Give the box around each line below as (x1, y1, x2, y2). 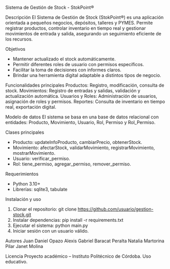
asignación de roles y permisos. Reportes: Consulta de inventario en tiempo (5, 98, 165, 105)
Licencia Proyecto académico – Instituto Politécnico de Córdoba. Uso (5, 253, 151, 259)
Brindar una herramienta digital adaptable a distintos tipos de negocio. (12, 72, 161, 78)
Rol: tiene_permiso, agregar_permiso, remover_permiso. (12, 161, 132, 167)
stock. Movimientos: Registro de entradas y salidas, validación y (5, 88, 141, 94)
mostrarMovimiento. (12, 150, 56, 156)
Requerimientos (5, 171, 39, 177)
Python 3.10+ (12, 181, 41, 187)
